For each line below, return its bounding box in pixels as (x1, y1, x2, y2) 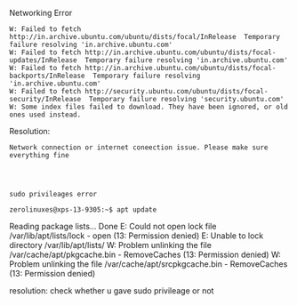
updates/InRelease (9, 56, 77, 65)
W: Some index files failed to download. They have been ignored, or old (9, 102, 289, 111)
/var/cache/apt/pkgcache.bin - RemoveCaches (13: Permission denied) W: (9, 249, 282, 260)
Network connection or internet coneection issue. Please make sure (9, 143, 269, 152)
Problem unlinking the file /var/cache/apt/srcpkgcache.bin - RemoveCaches (9, 259, 288, 269)
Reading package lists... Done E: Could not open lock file (9, 221, 217, 231)
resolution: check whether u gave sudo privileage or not (9, 285, 214, 296)
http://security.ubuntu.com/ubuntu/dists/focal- (84, 87, 269, 96)
